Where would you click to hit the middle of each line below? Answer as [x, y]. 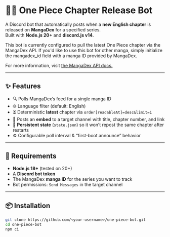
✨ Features [23, 86]
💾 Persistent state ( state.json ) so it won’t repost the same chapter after [88, 125]
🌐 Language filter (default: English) [49, 106]
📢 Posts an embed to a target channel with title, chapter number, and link [89, 119]
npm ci [12, 229]
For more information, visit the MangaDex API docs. [59, 65]
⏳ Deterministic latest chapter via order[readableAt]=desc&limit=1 [82, 112]
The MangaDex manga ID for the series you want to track [72, 179]
